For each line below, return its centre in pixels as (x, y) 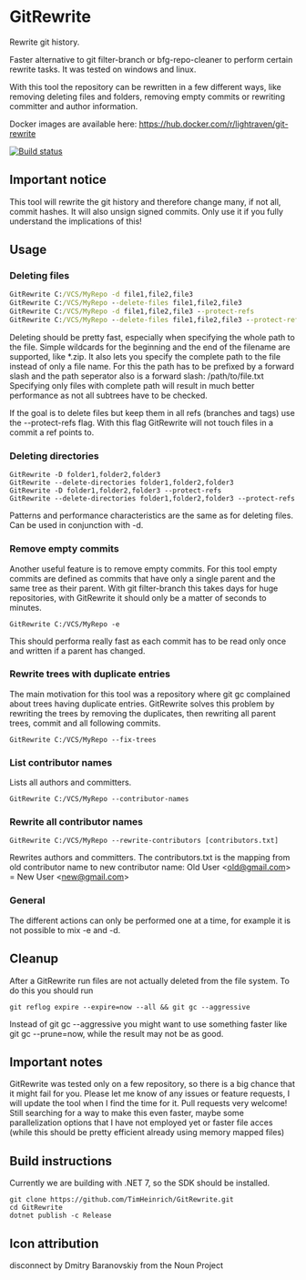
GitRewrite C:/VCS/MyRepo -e (65, 624)
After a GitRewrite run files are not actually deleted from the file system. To (149, 980)
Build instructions (61, 1161)
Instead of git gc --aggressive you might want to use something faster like (148, 1024)
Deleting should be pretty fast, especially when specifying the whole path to (153, 337)
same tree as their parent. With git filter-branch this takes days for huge (144, 588)
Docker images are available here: (73, 124)
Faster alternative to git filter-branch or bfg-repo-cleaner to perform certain (151, 59)
